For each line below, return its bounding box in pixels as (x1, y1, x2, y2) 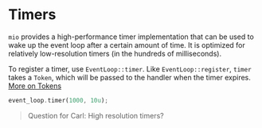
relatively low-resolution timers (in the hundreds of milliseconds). (8, 48, 221, 58)
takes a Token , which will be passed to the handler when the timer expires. (8, 72, 251, 82)
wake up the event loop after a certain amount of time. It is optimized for (8, 40, 245, 49)
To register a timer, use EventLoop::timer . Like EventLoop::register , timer (8, 64, 252, 73)
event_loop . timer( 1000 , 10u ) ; (8, 96, 109, 104)
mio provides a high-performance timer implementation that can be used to (8, 32, 255, 41)
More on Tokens (8, 81, 62, 91)
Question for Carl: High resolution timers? (27, 111, 165, 120)
